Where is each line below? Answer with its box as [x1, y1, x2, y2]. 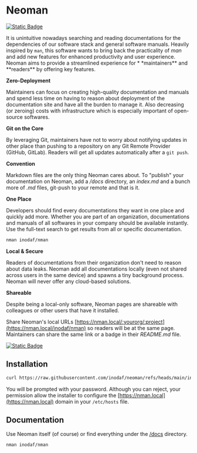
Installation [6, 359, 48, 369]
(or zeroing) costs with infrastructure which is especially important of [6, 107, 173, 114]
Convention [6, 160, 35, 167]
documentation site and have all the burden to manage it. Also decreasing [6, 101, 184, 108]
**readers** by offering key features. [6, 65, 96, 72]
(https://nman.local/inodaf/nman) [6, 324, 86, 331]
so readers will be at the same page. [87, 324, 175, 331]
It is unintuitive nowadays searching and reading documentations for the [6, 34, 181, 41]
